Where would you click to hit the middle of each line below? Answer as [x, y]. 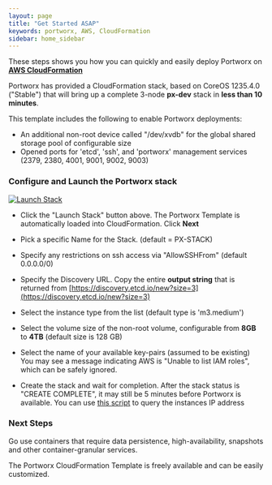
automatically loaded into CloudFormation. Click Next [109, 223]
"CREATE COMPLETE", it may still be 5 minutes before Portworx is [131, 393]
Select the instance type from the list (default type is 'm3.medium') [132, 312]
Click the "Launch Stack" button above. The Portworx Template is [130, 215]
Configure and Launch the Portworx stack [93, 182]
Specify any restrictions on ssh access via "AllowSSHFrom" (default [134, 255]
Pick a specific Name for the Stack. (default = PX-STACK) [117, 239]
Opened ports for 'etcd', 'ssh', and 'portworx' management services [134, 152]
